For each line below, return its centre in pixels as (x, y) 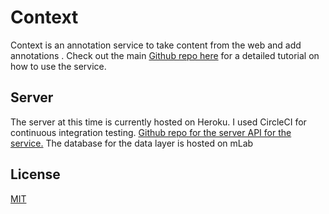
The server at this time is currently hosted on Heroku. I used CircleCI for (158, 122)
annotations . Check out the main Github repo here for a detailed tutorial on (165, 55)
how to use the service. (58, 66)
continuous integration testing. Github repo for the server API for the (151, 132)
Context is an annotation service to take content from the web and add (156, 45)
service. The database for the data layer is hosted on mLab (132, 143)
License (35, 174)
